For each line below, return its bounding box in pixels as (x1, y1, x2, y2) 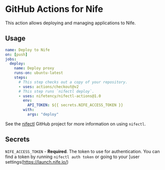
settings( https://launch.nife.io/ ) (5, 159, 69, 165)
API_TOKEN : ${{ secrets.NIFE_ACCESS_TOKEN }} (27, 103, 123, 108)
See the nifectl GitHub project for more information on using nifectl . (5, 120, 146, 127)
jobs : (5, 57, 16, 61)
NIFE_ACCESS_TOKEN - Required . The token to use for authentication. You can (5, 148, 160, 154)
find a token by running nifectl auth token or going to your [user (5, 154, 140, 160)
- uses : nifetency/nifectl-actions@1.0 (18, 93, 101, 99)
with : (23, 108, 35, 113)
